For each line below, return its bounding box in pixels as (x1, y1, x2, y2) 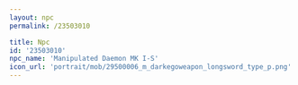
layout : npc (9, 13, 54, 22)
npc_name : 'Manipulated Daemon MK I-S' (9, 55, 159, 64)
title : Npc (9, 38, 50, 47)
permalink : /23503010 (9, 21, 91, 30)
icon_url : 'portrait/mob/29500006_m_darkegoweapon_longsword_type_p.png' (9, 63, 293, 72)
